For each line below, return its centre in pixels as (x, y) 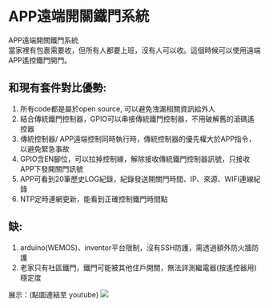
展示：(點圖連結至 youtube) (54, 294)
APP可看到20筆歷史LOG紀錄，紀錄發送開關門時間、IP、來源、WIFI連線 (137, 179)
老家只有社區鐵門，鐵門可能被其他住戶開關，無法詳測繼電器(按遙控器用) (139, 267)
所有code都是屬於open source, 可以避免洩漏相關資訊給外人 (118, 108)
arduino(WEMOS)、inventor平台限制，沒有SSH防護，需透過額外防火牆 (136, 247)
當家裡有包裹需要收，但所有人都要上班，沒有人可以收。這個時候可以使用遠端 (134, 50)
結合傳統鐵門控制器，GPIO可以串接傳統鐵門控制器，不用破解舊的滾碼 (134, 119)
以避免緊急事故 (44, 148)
